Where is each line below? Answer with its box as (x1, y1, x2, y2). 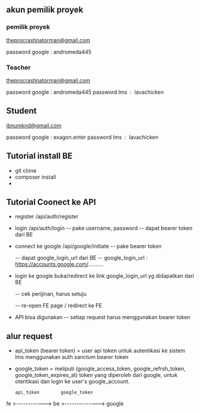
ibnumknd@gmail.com (6, 121, 62, 129)
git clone (14, 167, 37, 174)
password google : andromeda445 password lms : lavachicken (6, 88, 164, 96)
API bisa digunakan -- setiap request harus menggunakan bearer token (14, 314, 190, 321)
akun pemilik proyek (6, 5, 84, 15)
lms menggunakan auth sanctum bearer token (14, 353, 129, 361)
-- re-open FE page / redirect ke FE (14, 302, 102, 309)
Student (6, 106, 37, 116)
